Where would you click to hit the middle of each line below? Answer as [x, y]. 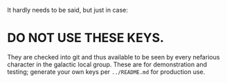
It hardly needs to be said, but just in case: [67, 10]
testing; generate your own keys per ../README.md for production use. [106, 71]
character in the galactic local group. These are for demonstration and [107, 64]
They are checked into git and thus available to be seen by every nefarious [113, 57]
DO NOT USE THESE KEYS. [86, 38]
